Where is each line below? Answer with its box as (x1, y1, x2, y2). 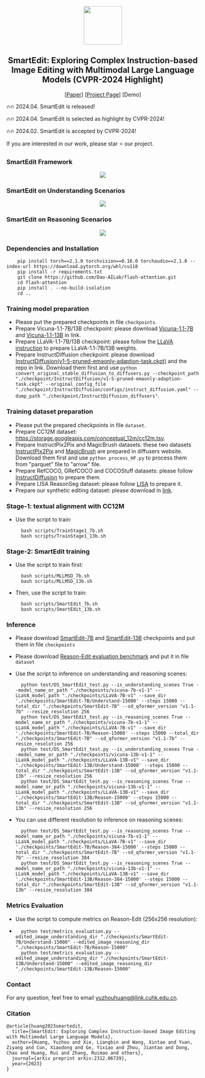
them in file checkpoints (15, 641, 75, 649)
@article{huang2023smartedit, (6, 1023, 84, 1030)
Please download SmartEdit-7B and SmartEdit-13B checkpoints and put (15, 634, 195, 642)
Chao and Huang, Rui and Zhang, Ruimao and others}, (6, 1050, 144, 1057)
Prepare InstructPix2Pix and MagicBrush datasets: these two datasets (15, 441, 192, 448)
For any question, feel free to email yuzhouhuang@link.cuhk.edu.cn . (6, 994, 179, 1001)
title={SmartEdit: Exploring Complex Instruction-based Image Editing (12, 1028, 196, 1035)
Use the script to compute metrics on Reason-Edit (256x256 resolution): (15, 915, 198, 923)
